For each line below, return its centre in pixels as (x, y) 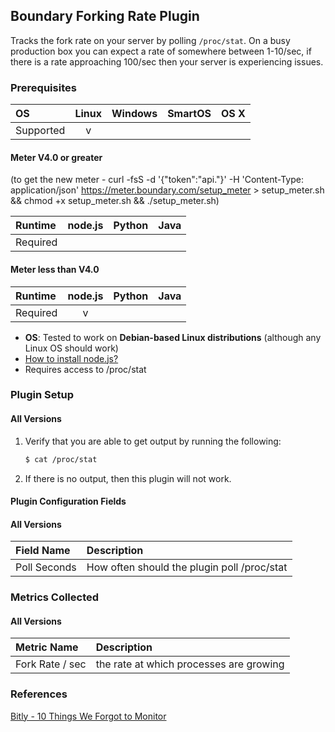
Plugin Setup (42, 395)
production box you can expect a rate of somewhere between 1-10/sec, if (161, 51)
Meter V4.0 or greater (56, 157)
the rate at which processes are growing (190, 664)
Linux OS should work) (71, 348)
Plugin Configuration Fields (68, 501)
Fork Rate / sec (51, 664)
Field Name (43, 551)
